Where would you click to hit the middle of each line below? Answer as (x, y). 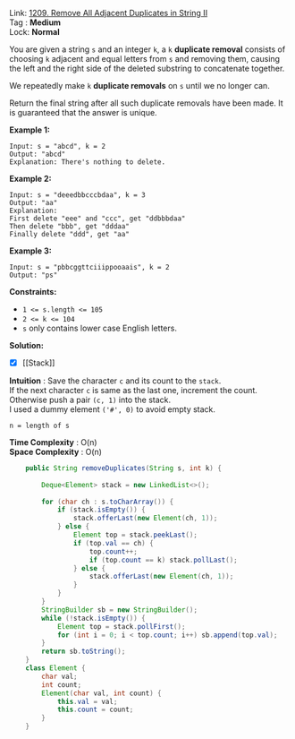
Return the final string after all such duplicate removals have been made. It (146, 103)
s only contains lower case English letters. (99, 328)
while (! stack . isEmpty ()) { (93, 618)
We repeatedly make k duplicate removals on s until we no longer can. (139, 86)
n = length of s (39, 426)
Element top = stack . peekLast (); (135, 535)
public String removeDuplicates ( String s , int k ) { (123, 468)
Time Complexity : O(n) (53, 443)
